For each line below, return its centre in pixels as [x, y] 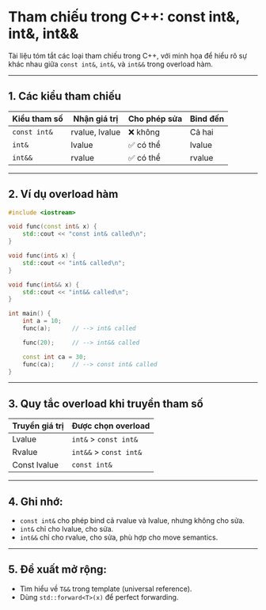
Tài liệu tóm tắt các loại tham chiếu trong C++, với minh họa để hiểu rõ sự [128, 55]
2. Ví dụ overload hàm [63, 194]
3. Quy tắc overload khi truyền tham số [106, 404]
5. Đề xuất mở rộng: [57, 570]
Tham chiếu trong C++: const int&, [124, 17]
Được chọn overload [111, 426]
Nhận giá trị [96, 119]
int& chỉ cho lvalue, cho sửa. [66, 529]
